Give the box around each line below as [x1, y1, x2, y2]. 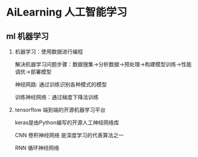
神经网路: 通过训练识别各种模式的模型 [14, 81, 107, 88]
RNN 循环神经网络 [14, 144, 60, 151]
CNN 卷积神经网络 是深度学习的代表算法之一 [14, 132, 124, 138]
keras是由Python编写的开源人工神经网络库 [14, 119, 119, 126]
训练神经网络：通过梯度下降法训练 [14, 94, 99, 100]
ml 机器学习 [6, 31, 49, 41]
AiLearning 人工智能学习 [6, 5, 127, 19]
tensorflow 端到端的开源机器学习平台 [14, 106, 106, 113]
